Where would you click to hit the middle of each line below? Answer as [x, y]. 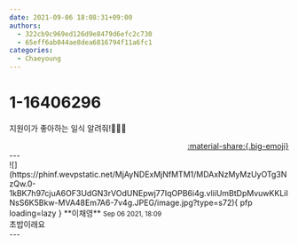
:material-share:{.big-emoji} [238, 146]
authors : [25, 26]
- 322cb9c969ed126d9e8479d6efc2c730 [85, 34]
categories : [31, 51]
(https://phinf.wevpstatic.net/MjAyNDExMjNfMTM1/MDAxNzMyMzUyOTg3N [148, 174]
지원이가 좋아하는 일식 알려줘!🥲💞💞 [68, 128]
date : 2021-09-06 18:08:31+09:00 [71, 17]
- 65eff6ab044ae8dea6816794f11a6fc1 [85, 42]
